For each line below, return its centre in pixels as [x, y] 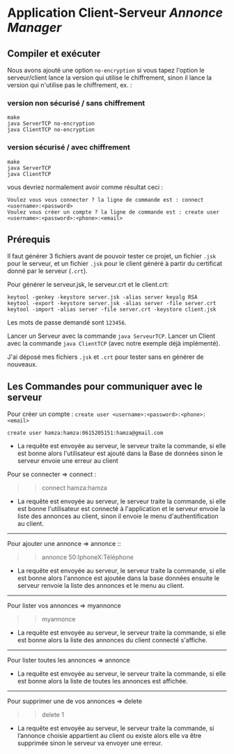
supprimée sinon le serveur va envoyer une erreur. [90, 743]
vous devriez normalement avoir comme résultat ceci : [85, 187]
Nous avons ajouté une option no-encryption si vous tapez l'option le [106, 70]
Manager [34, 28]
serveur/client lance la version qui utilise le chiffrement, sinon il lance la [110, 77]
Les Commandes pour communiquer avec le [105, 386]
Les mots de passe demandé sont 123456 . [67, 323]
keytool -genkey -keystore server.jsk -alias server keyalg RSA [102, 297]
